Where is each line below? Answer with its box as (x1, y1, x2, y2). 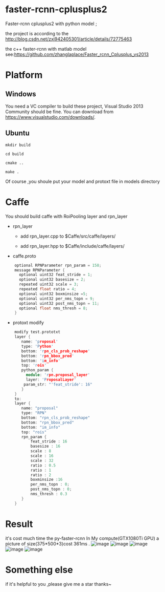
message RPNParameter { (14, 267, 65, 272)
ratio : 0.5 (30, 462, 56, 468)
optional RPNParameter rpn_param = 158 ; (14, 263, 102, 268)
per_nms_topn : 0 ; (30, 482, 70, 487)
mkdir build (5, 142, 31, 147)
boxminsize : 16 (30, 477, 63, 482)
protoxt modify (12, 320, 44, 326)
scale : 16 (30, 453, 54, 459)
